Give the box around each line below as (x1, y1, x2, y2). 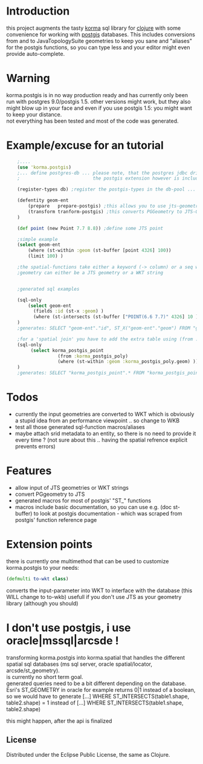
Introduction (6, 4, 70, 18)
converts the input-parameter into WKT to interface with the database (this (6, 587, 193, 594)
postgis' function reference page (14, 516, 97, 523)
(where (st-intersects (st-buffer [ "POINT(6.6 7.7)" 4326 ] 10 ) (33, 314, 199, 320)
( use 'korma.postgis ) (17, 164, 71, 171)
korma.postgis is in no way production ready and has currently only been (6, 91, 188, 98)
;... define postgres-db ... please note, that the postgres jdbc (17, 170, 188, 176)
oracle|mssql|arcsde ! (6, 634, 119, 647)
